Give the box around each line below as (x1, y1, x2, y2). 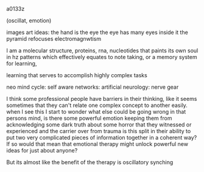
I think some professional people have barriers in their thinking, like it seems (6, 95, 197, 102)
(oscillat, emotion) (6, 17, 52, 24)
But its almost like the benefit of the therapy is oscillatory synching (6, 159, 174, 166)
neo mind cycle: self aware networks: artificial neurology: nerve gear (6, 83, 179, 91)
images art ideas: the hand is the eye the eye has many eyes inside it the (6, 29, 189, 36)
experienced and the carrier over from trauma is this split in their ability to (6, 128, 191, 134)
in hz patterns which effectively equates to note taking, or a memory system (6, 53, 197, 60)
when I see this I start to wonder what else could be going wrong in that (6, 108, 186, 115)
